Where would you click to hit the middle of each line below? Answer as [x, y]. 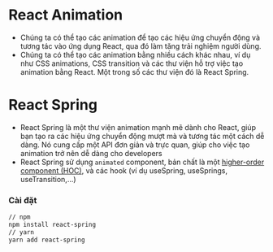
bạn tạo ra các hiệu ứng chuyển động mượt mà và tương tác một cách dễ [142, 136]
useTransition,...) [48, 179]
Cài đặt [23, 200]
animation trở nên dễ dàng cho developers [91, 153]
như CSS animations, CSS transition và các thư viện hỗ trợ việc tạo [132, 63]
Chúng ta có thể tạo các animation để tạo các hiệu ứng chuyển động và [140, 37]
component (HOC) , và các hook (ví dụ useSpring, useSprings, [123, 170]
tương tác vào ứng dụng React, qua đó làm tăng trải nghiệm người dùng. [141, 46]
